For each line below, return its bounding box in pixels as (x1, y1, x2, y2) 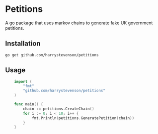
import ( (14, 79, 32, 84)
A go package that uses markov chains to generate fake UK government (5, 20, 153, 26)
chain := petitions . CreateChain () (23, 106, 94, 111)
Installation (5, 40, 41, 48)
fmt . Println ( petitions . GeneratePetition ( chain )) (31, 115, 135, 121)
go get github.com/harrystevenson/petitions (5, 52, 99, 57)
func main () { (14, 102, 43, 107)
